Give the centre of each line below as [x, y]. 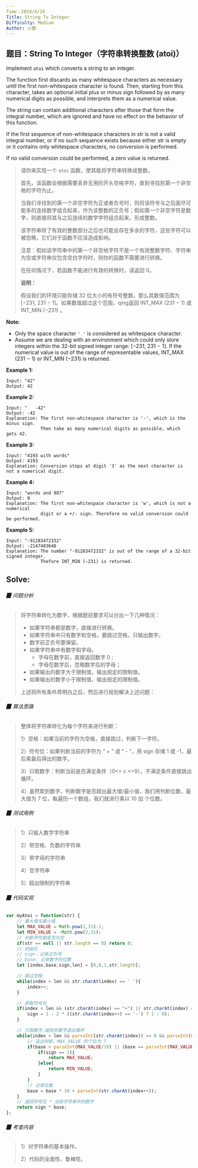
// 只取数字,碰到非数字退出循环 [50, 1031]
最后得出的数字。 [52, 758]
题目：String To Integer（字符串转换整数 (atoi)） [95, 54]
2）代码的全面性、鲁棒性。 [53, 1159]
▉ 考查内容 [20, 1127]
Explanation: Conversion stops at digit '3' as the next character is [95, 466]
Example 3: [20, 445]
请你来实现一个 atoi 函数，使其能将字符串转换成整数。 [87, 170]
